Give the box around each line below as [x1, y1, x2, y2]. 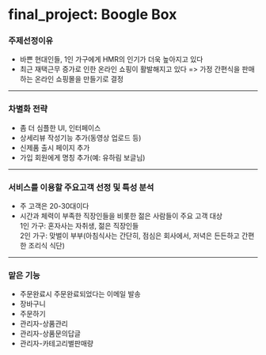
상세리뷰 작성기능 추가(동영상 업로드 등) [19, 133, 142, 142]
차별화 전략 [8, 104, 48, 115]
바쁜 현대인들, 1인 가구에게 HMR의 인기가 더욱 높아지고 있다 [19, 55, 203, 64]
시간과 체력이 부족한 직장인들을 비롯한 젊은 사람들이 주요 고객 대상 [19, 211, 223, 221]
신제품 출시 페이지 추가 [19, 142, 90, 152]
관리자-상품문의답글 [19, 329, 82, 338]
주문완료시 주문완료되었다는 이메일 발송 [19, 289, 141, 299]
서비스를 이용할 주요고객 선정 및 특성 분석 [8, 182, 154, 193]
